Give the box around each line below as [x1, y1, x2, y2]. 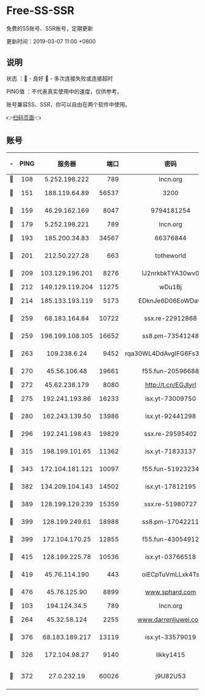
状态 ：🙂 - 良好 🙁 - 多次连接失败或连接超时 [6, 75, 113, 82]
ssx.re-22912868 [144, 314, 197, 322]
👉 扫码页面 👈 [6, 114, 41, 121]
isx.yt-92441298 [145, 412, 196, 420]
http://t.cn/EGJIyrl [145, 380, 196, 389]
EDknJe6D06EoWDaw [138, 296, 203, 305]
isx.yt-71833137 [145, 447, 196, 456]
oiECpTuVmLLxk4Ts [142, 570, 200, 579]
